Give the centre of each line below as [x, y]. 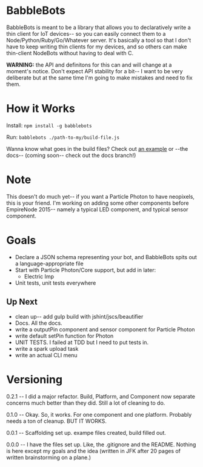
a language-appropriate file [49, 263]
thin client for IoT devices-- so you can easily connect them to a [86, 33]
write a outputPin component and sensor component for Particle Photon [105, 329]
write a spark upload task [47, 348]
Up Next [22, 302]
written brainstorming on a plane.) [48, 457]
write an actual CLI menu [46, 355]
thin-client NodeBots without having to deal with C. [70, 53]
